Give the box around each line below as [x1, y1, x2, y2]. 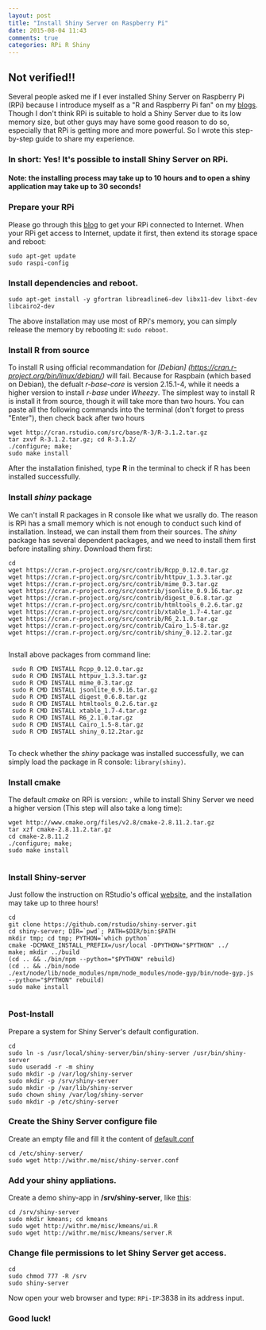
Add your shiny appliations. [8, 1174, 117, 1185]
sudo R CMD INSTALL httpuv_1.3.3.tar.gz [11, 672, 148, 680]
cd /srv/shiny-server [8, 1208, 80, 1216]
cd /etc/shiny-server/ [8, 1150, 83, 1157]
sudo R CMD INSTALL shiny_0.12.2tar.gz [11, 727, 145, 735]
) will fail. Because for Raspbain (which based [102, 371, 252, 381]
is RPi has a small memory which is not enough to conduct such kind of [8, 518, 242, 528]
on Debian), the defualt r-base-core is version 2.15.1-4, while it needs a [8, 379, 240, 390]
